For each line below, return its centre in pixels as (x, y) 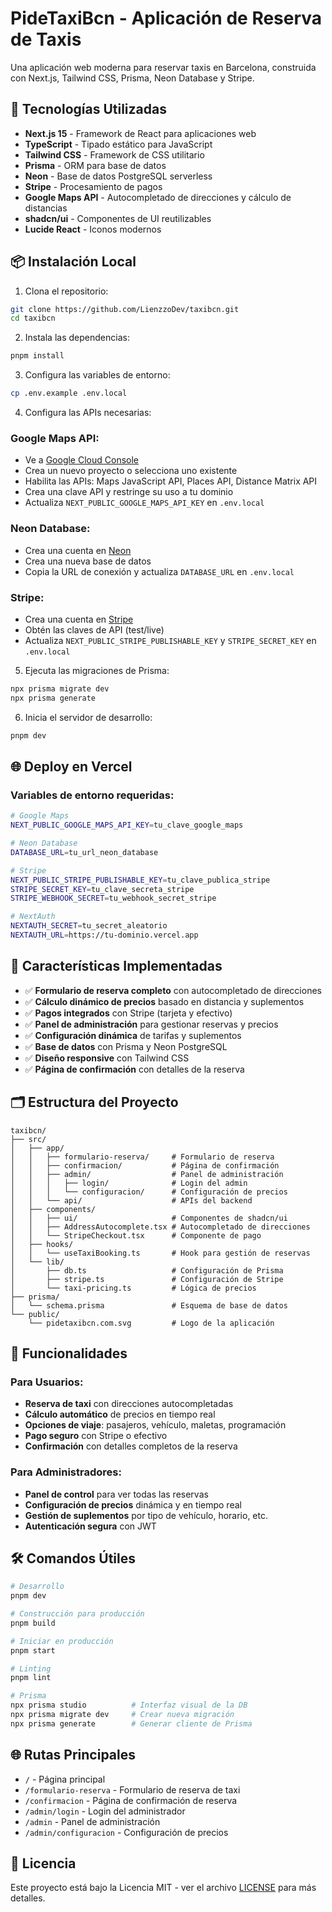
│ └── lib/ (37, 1262)
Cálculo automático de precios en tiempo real (120, 1414)
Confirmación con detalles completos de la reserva (131, 1446)
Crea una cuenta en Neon (78, 550)
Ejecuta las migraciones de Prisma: (97, 670)
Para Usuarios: (47, 1382)
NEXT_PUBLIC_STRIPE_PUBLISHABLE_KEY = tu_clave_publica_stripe (140, 880)
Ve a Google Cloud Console (81, 460)
